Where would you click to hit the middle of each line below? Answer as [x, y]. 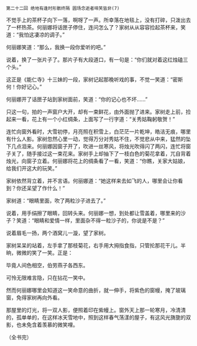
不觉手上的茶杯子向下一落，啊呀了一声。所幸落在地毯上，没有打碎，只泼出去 [98, 20]
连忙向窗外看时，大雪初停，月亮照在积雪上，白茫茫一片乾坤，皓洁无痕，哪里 [98, 132]
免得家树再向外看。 [39, 298]
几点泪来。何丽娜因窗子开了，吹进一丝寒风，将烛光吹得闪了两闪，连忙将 [98, 146]
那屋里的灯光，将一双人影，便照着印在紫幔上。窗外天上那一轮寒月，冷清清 [96, 310]
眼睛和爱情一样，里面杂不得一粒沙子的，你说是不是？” [100, 220]
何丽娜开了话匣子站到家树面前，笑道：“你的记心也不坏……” [77, 99]
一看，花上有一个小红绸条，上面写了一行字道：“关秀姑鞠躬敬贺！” [96, 119]
